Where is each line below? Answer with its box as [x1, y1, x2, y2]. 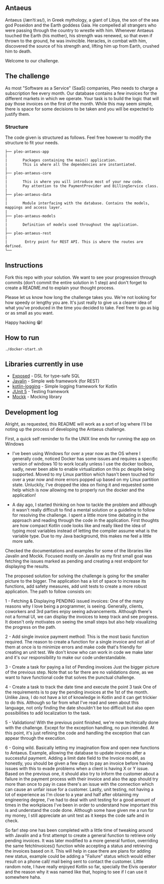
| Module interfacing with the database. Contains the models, [5, 201, 150, 206]
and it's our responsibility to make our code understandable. [5, 655, 127, 661]
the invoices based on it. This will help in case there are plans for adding [5, 848, 151, 854]
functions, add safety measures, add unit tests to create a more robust [5, 584, 147, 589]
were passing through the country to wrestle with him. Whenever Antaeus [5, 27, 154, 33]
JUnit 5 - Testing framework [12, 389, 70, 395]
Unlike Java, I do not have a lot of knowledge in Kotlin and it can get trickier [5, 695, 157, 700]
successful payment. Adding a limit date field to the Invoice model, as [5, 755, 145, 761]
